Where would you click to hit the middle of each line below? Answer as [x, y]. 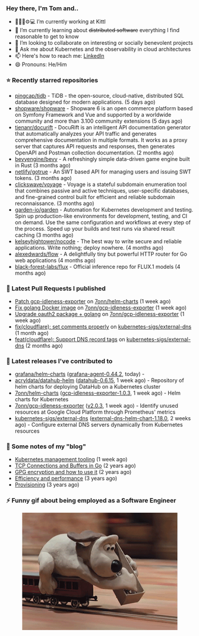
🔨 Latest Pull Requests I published [56, 288]
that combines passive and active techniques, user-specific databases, [102, 190]
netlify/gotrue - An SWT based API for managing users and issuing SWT [103, 172]
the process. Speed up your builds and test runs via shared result [95, 228]
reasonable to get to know [47, 36]
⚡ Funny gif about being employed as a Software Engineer [91, 501]
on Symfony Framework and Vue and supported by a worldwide [93, 114]
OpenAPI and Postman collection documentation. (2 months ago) [94, 153]
